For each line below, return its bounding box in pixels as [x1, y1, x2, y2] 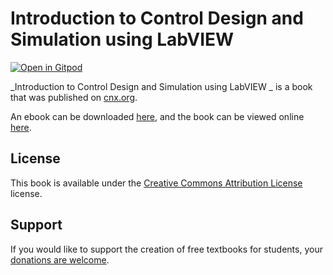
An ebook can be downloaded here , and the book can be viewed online [10, 110, 305, 122]
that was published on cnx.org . [10, 91, 138, 103]
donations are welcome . [10, 253, 110, 266]
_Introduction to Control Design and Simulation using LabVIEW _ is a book [10, 80, 313, 92]
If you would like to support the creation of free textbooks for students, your [10, 243, 323, 255]
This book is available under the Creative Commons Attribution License [10, 177, 303, 189]
